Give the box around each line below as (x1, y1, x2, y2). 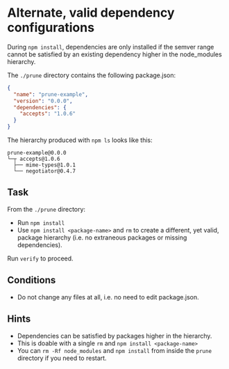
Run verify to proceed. (7, 254, 74, 262)
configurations (7, 19, 95, 36)
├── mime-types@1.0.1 (13, 162, 76, 168)
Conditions (7, 274, 56, 286)
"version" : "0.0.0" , (13, 97, 73, 104)
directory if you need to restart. (17, 354, 107, 362)
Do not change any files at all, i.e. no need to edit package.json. (17, 292, 199, 301)
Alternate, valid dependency (7, 5, 175, 21)
